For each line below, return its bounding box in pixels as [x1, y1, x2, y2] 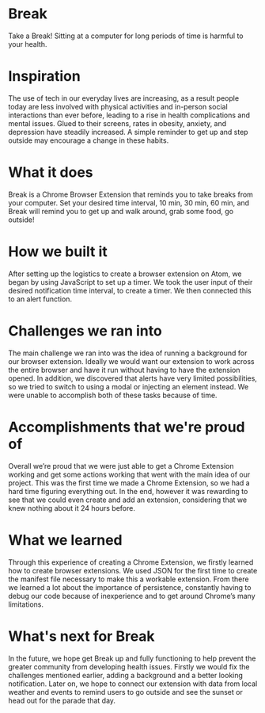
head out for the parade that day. [8, 696, 116, 705]
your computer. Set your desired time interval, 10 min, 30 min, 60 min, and [8, 197, 250, 207]
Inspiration [8, 67, 81, 86]
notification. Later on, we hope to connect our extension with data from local [8, 679, 258, 688]
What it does [8, 163, 93, 182]
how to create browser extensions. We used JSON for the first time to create [8, 565, 258, 575]
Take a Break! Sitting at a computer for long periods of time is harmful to [8, 31, 244, 40]
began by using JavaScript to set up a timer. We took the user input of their [8, 277, 253, 286]
